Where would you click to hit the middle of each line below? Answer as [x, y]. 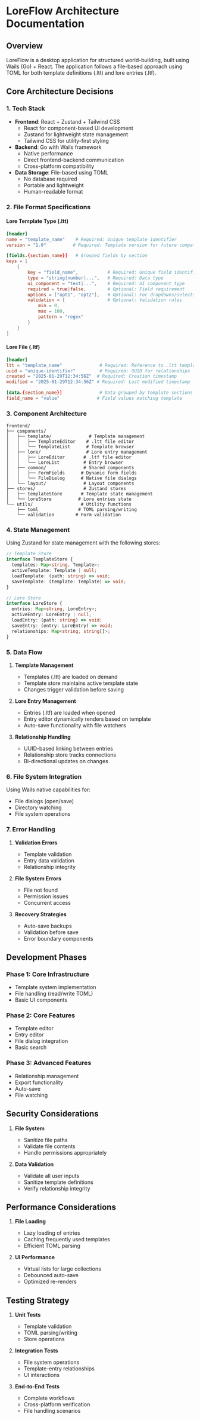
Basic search [31, 1048]
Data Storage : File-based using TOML [62, 172]
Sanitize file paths [46, 1140]
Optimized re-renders [50, 1282]
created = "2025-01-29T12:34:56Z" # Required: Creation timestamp [92, 377]
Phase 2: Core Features [41, 1015]
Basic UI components [41, 1000]
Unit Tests [28, 1315]
